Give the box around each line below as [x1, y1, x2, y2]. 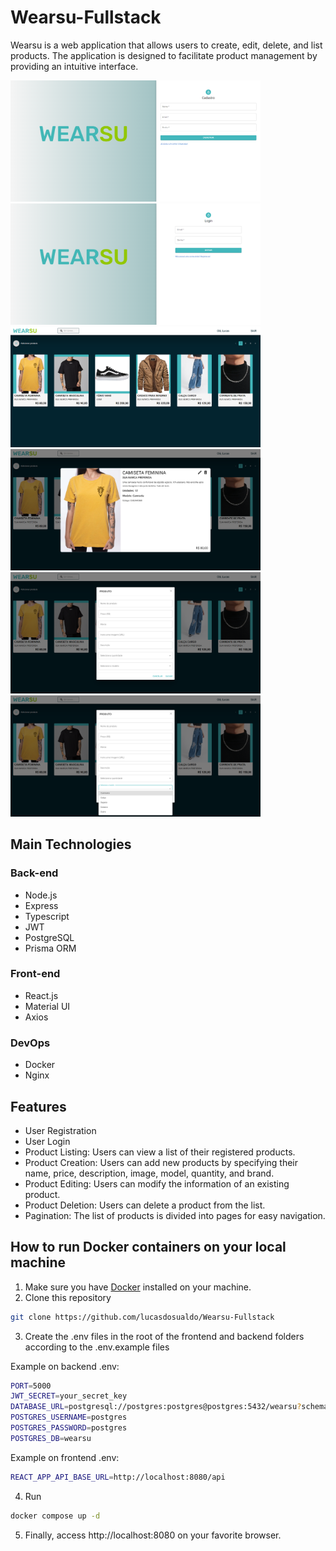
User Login [24, 1135, 71, 1147]
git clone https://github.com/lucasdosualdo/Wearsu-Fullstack [10, 1312, 275, 1322]
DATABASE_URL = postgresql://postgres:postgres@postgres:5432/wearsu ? [10, 1402, 302, 1412]
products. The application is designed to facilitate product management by [10, 49, 318, 61]
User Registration [24, 1124, 97, 1136]
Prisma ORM [24, 942, 77, 954]
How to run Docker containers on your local [10, 1239, 287, 1256]
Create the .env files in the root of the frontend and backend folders [24, 1330, 305, 1342]
